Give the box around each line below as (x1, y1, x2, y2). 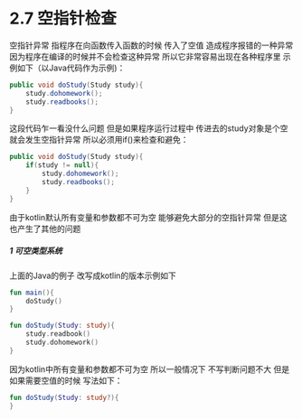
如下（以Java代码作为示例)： (16, 62, 126, 73)
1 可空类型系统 (9, 246, 63, 256)
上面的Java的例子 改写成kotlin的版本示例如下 (9, 270, 176, 281)
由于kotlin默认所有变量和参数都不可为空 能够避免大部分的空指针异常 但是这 (9, 211, 288, 222)
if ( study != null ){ (25, 161, 99, 170)
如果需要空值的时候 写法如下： (9, 375, 123, 386)
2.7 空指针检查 (9, 8, 118, 29)
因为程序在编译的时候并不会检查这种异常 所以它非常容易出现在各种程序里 (9, 51, 281, 61)
